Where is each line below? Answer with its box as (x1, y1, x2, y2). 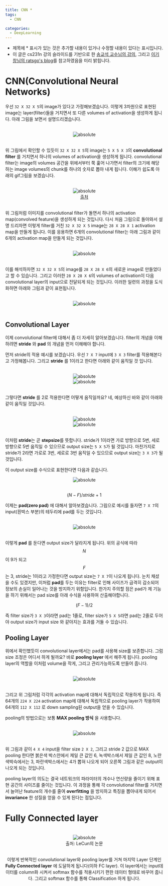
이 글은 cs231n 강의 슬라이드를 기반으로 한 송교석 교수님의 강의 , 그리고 (12, 51, 150, 57)
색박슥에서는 (5, 759, 30, 765)
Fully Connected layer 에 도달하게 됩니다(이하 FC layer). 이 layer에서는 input (5, 862, 159, 869)
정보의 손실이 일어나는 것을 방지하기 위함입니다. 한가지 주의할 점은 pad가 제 (5, 585, 152, 592)
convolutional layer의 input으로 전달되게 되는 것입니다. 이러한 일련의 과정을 (5, 279, 154, 285)
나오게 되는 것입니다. (5, 765, 46, 771)
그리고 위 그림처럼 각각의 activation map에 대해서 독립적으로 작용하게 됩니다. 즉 (5, 691, 161, 698)
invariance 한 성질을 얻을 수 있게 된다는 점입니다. (5, 794, 103, 800)
